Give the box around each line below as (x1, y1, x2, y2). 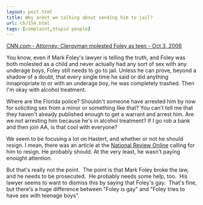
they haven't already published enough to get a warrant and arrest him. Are (6, 111, 195, 118)
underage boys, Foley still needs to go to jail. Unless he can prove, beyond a (6, 67, 197, 74)
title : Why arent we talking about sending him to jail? (6, 15, 153, 21)
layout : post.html (6, 8, 53, 15)
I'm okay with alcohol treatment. (6, 86, 87, 94)
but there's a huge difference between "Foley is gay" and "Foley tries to (6, 186, 185, 193)
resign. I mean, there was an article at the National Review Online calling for (6, 142, 195, 149)
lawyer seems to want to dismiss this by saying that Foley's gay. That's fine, (6, 179, 197, 186)
